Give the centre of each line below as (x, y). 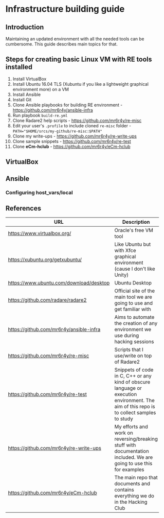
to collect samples (135, 413)
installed (19, 67)
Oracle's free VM (134, 230)
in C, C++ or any (133, 376)
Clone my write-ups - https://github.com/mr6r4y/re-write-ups (74, 136)
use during (127, 335)
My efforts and (131, 427)
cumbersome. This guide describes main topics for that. (62, 44)
